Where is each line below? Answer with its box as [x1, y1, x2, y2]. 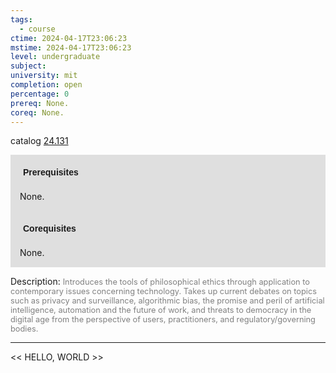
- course [19, 24, 56, 34]
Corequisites [23, 223, 77, 235]
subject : [10, 61, 47, 71]
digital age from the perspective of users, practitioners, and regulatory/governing [10, 314, 316, 325]
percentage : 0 [10, 89, 70, 99]
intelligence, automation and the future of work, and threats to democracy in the [10, 305, 312, 316]
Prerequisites [23, 167, 79, 178]
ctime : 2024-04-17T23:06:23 [10, 33, 128, 43]
